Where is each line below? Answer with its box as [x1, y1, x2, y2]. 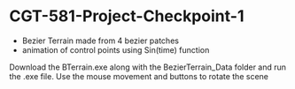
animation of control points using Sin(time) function [21, 44, 210, 55]
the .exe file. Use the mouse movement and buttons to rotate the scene [9, 70, 268, 81]
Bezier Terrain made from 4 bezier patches [21, 35, 180, 46]
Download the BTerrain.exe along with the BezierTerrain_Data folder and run [9, 62, 286, 72]
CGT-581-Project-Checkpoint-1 [9, 6, 245, 26]
